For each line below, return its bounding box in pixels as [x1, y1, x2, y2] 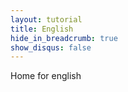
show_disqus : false [10, 42, 92, 53]
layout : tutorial [10, 14, 83, 25]
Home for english [10, 70, 82, 82]
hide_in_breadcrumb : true [10, 33, 118, 43]
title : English [10, 24, 74, 34]
